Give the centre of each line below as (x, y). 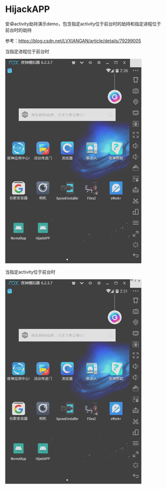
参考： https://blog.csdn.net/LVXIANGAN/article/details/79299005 (73, 41)
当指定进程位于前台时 (27, 51)
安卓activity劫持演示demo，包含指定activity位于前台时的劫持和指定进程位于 (83, 24)
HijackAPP (28, 9)
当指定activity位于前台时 (30, 272)
